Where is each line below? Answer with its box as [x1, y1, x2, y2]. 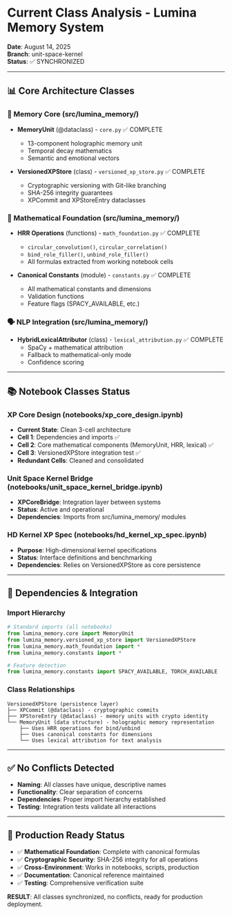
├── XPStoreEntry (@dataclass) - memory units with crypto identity [7, 713, 209, 720]
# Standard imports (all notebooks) [7, 624, 113, 631]
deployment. [7, 900, 43, 909]
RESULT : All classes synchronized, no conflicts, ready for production [7, 893, 203, 901]
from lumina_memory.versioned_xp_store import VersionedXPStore [7, 636, 196, 643]
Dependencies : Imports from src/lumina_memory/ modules [17, 513, 186, 521]
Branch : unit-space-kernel [7, 50, 83, 58]
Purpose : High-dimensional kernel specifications [17, 546, 157, 554]
